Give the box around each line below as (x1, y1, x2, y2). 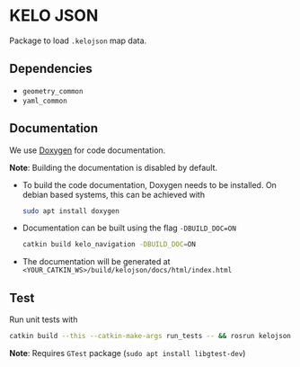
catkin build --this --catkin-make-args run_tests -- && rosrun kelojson (9, 332, 292, 341)
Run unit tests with (9, 314, 78, 325)
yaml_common (22, 96, 67, 105)
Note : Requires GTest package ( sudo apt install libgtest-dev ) (9, 348, 246, 358)
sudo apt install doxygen (22, 206, 119, 216)
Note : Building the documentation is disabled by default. (9, 162, 218, 173)
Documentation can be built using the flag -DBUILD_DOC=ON (22, 222, 236, 234)
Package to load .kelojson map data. (9, 35, 147, 46)
